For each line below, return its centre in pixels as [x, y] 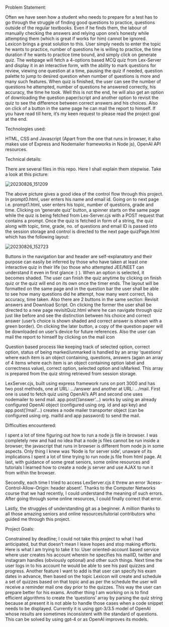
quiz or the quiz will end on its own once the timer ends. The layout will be [82, 283]
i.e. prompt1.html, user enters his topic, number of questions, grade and [79, 205]
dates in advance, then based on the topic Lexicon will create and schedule [83, 576]
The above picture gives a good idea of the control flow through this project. [84, 194]
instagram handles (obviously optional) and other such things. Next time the [84, 560]
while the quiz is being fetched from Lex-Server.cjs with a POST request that [84, 215]
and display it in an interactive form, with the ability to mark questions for [81, 65]
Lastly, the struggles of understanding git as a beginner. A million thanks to [83, 508]
